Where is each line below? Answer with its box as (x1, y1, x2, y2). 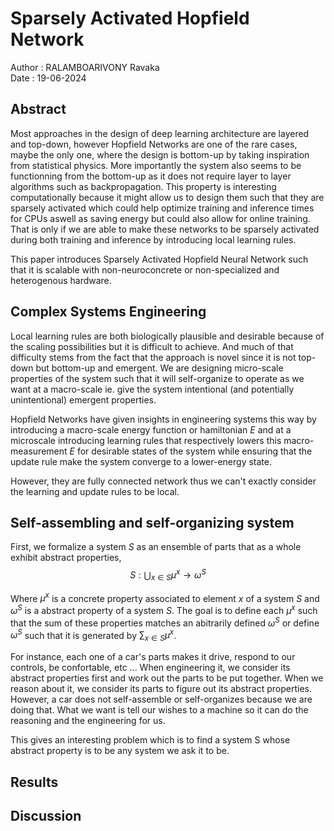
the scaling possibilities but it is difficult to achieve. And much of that (10, 340, 294, 352)
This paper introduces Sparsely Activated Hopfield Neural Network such (10, 253, 309, 265)
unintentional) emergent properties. (10, 393, 157, 406)
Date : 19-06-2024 (10, 72, 87, 84)
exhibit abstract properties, (10, 552, 122, 564)
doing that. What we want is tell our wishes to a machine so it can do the (10, 704, 309, 716)
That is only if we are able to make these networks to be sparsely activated (10, 223, 320, 235)
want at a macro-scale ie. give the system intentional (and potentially (10, 383, 295, 395)
